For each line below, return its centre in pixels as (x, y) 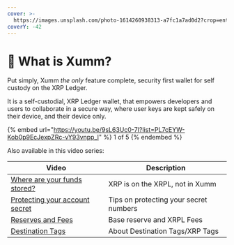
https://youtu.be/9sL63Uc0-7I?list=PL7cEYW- (119, 130)
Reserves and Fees (42, 220)
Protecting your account (50, 200)
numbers (123, 209)
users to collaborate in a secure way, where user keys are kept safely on (111, 109)
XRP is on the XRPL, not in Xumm (162, 184)
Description (166, 168)
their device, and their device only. (57, 117)
